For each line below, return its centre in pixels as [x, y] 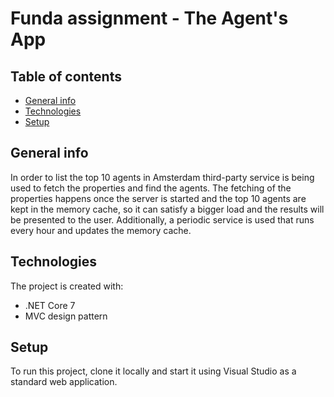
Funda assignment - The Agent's [149, 18]
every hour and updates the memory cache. [101, 230]
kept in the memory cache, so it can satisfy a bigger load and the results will [167, 209]
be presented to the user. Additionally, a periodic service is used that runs [162, 219]
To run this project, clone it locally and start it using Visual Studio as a [153, 371]
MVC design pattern [66, 316]
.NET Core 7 [50, 305]
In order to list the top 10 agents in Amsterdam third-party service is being [162, 177]
